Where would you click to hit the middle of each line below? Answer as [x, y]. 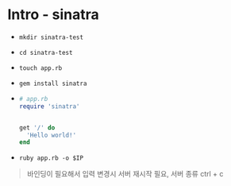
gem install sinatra [53, 83]
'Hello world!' [52, 135]
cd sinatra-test [46, 52]
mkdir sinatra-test [51, 37]
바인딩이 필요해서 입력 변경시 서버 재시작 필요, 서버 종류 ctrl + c [125, 174]
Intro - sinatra [54, 15]
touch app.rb [40, 68]
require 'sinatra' [49, 106]
